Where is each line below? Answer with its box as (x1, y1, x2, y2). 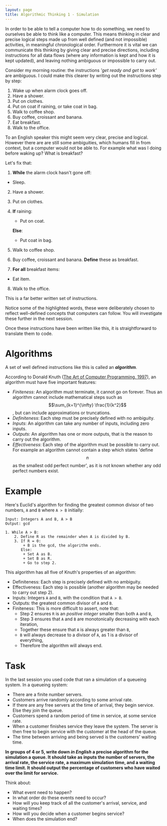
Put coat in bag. (19, 237, 53, 243)
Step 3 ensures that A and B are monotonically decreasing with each (19, 616, 160, 622)
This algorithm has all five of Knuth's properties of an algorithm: (5, 569, 136, 575)
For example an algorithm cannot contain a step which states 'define (12, 447, 154, 453)
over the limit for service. (5, 770, 59, 776)
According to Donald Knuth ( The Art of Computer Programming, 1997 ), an (5, 374, 156, 380)
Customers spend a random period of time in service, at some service (12, 713, 157, 719)
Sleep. (12, 179, 26, 185)
